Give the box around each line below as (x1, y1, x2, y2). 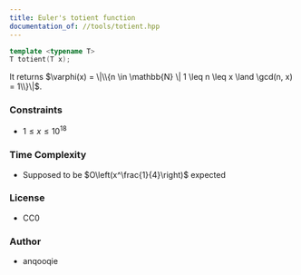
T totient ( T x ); (9, 55, 71, 64)
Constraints (9, 103, 63, 116)
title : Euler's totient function (9, 13, 136, 23)
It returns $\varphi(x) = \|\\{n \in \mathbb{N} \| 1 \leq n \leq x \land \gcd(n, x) (9, 72, 293, 83)
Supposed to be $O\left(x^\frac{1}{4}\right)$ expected (22, 169, 227, 180)
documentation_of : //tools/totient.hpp (9, 22, 160, 31)
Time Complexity (9, 149, 87, 162)
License (9, 192, 45, 204)
